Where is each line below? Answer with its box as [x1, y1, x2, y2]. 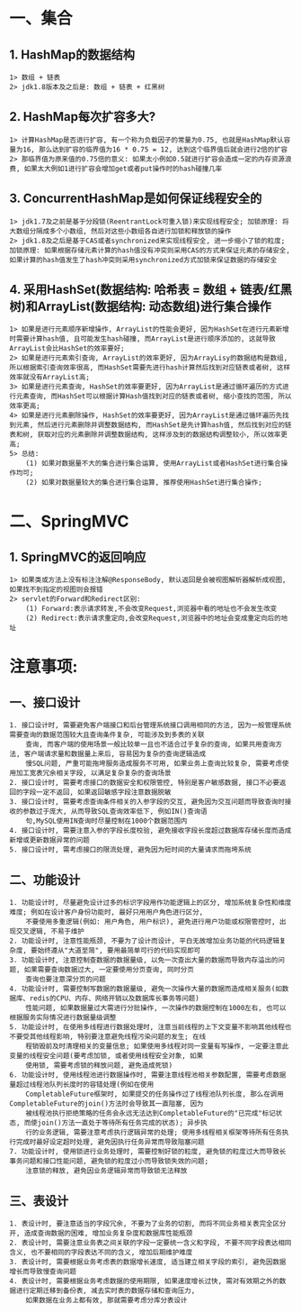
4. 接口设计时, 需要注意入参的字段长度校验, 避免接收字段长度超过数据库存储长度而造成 [9, 826, 292, 835]
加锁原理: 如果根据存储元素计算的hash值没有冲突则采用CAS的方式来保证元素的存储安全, [9, 245, 290, 255]
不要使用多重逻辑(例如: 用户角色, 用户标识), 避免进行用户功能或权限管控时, [25, 917, 276, 926]
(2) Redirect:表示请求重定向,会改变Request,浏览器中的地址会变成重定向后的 [25, 614, 281, 623]
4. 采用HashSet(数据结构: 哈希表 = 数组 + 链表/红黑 [9, 282, 292, 297]
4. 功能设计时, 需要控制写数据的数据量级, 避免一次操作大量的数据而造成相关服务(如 [9, 984, 283, 994]
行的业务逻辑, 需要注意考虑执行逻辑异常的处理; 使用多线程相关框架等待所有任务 [25, 1128, 283, 1137]
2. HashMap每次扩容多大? [9, 109, 156, 124]
